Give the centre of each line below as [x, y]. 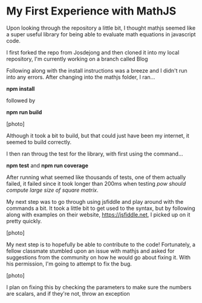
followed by [21, 100]
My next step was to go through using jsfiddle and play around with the [95, 201]
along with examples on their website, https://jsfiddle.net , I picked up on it [98, 214]
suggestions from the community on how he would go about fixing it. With [99, 257]
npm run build [24, 112]
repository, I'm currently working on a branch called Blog [77, 59]
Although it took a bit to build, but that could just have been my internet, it [98, 135]
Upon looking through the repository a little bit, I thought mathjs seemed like [101, 28]
